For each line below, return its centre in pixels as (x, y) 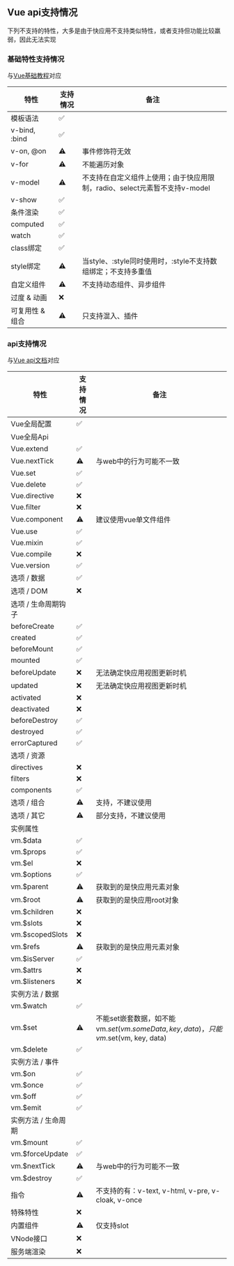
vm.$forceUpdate (39, 1154)
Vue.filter (26, 507)
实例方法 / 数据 (35, 994)
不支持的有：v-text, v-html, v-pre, (153, 1191)
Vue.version (30, 565)
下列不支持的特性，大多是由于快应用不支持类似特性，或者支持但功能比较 (111, 31)
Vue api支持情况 (42, 13)
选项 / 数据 (28, 578)
